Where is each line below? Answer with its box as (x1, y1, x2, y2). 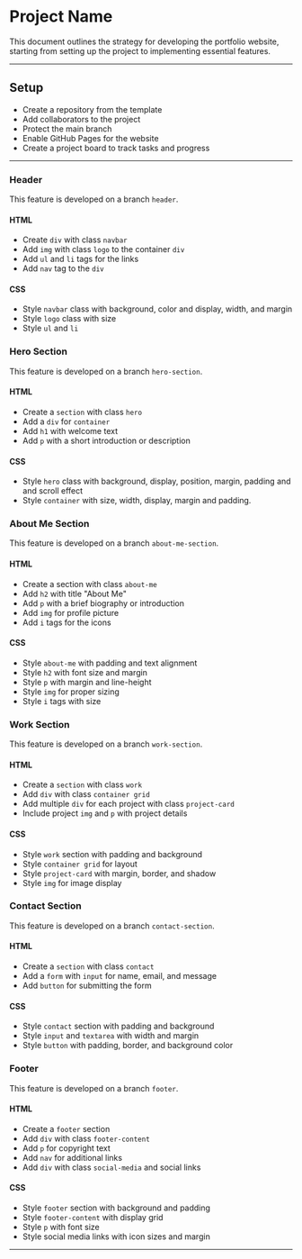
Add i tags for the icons (22, 617, 111, 628)
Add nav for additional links (22, 1152, 123, 1163)
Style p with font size (22, 1221, 101, 1232)
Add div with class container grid (22, 789, 150, 800)
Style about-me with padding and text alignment (22, 657, 198, 668)
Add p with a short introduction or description (22, 435, 191, 446)
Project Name (9, 6, 113, 27)
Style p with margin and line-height (22, 676, 152, 687)
